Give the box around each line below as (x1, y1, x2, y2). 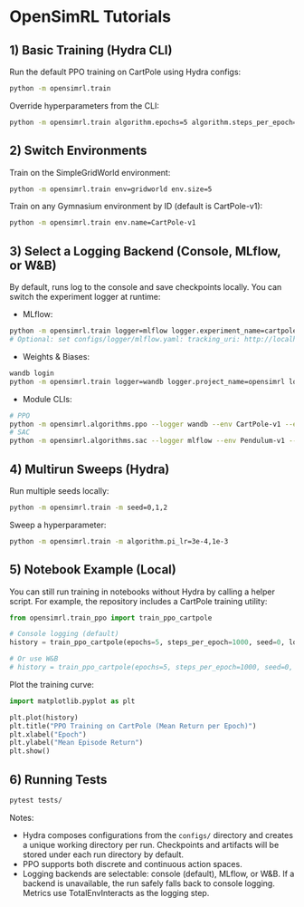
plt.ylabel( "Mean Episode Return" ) (9, 738, 144, 748)
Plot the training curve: (9, 679, 95, 690)
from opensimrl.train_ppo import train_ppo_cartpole (9, 613, 213, 622)
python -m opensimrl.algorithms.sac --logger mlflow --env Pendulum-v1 (9, 437, 285, 446)
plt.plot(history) (9, 713, 79, 722)
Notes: (9, 812, 34, 823)
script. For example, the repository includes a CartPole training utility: (9, 595, 268, 606)
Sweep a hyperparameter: (9, 519, 107, 530)
